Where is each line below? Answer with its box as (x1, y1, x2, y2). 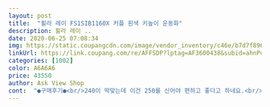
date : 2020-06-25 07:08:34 (8, 34, 99, 43)
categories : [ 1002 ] (8, 57, 74, 65)
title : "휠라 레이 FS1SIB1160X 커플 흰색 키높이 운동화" (8, 19, 183, 27)
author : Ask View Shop (8, 79, 84, 87)
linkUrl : (8, 49, 38, 57)
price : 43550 (8, 72, 52, 80)
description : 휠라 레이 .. (8, 27, 92, 35)
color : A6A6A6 (8, 64, 56, 72)
